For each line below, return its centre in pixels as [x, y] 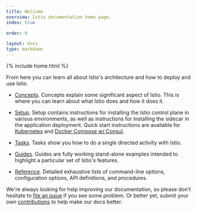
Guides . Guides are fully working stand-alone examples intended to [96, 154]
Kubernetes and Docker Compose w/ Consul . [69, 131]
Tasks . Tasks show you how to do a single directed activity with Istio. [98, 143]
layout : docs [22, 44]
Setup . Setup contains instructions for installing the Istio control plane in [102, 113]
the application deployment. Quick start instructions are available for [97, 125]
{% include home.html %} [37, 66]
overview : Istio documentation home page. [59, 17]
